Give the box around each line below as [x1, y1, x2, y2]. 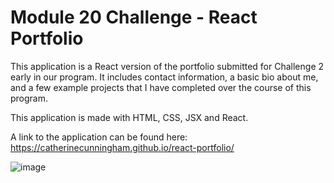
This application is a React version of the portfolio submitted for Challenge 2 [10, 60, 325, 72]
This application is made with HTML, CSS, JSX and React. [10, 111, 249, 123]
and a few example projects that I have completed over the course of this [10, 81, 312, 93]
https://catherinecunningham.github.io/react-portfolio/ [10, 141, 235, 153]
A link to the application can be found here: [10, 131, 188, 143]
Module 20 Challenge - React [10, 6, 258, 29]
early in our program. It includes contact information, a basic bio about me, [10, 71, 319, 83]
